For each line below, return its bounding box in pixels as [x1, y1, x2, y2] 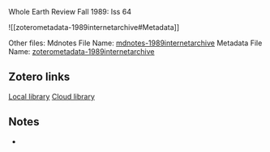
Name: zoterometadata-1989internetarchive [8, 47, 155, 56]
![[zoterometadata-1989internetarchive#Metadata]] [8, 23, 180, 32]
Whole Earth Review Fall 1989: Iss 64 [8, 7, 132, 16]
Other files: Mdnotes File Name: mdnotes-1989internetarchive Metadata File [8, 38, 263, 48]
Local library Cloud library [8, 91, 96, 101]
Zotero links [8, 70, 71, 84]
